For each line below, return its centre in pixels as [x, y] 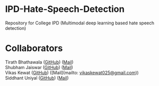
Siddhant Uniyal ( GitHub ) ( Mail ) [37, 78]
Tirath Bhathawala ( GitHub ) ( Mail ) [39, 62]
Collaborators [34, 48]
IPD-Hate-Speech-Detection [65, 9]
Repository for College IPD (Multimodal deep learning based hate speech [80, 23]
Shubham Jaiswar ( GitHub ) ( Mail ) [39, 67]
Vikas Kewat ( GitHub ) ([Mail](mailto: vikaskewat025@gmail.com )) [72, 73]
